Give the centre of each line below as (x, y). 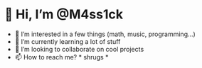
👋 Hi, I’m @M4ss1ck (64, 15)
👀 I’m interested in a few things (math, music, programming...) (105, 34)
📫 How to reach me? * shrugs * (62, 57)
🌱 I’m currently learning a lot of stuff (68, 41)
